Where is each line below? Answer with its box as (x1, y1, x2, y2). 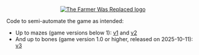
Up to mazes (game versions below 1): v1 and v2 (15, 29, 138, 36)
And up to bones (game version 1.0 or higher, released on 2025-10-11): (15, 36, 193, 42)
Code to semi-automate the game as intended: (6, 18, 124, 24)
